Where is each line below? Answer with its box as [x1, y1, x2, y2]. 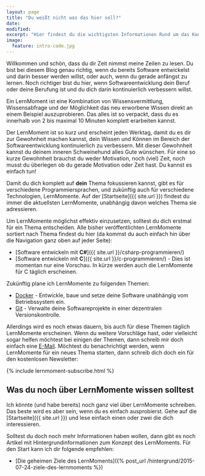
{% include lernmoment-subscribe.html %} [6, 367, 115, 374]
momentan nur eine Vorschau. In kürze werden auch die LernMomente [15, 261, 193, 269]
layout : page [6, 9, 40, 15]
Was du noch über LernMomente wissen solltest [6, 385, 194, 395]
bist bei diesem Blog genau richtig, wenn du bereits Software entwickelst [6, 66, 190, 73]
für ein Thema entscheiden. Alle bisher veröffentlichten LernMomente [6, 223, 182, 231]
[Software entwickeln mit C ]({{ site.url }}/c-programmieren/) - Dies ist [15, 254, 191, 262]
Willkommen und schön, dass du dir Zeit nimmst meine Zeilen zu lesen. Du [6, 59, 194, 67]
